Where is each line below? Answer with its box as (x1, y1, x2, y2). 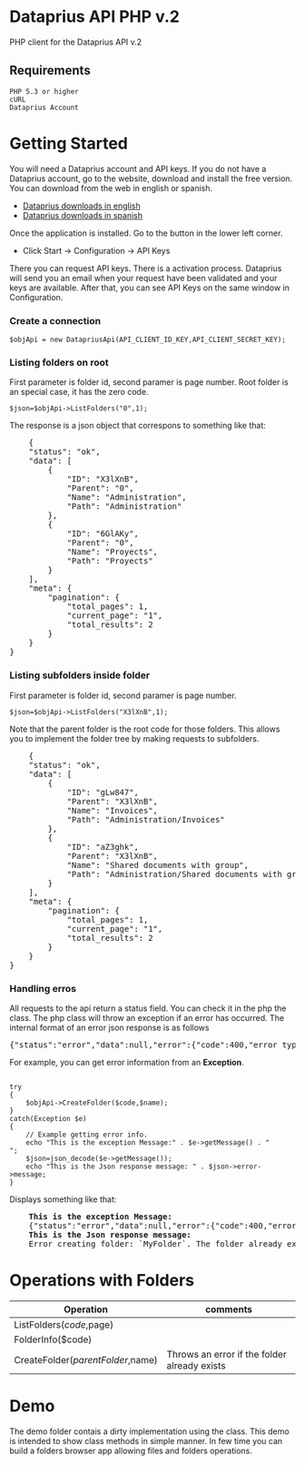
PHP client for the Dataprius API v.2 (9, 36, 143, 47)
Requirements (9, 63, 91, 78)
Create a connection (9, 314, 102, 327)
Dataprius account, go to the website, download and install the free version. (9, 173, 293, 184)
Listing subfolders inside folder (9, 669, 151, 682)
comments (205, 1303, 252, 1316)
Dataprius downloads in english (22, 200, 141, 211)
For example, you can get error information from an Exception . (9, 1056, 244, 1067)
